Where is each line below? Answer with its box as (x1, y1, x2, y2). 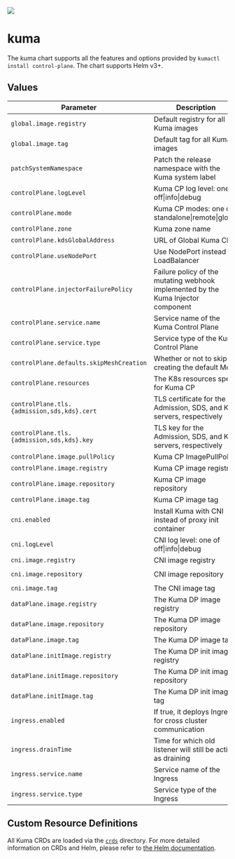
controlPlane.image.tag (10, 495, 90, 503)
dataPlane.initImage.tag (10, 691, 94, 700)
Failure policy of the (153, 266, 219, 276)
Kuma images (153, 123, 199, 133)
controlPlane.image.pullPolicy (10, 452, 115, 461)
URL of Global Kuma (153, 235, 220, 245)
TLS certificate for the (153, 393, 226, 403)
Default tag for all (153, 134, 211, 144)
